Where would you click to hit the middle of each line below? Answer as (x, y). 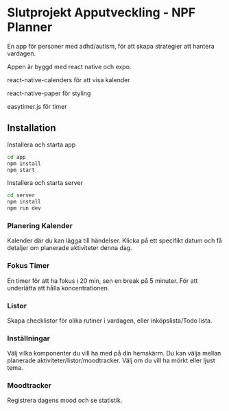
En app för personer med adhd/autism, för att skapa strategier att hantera (111, 46)
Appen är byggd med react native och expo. (69, 66)
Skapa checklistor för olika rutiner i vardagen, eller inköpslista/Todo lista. (110, 321)
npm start (21, 170)
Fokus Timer (28, 266)
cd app (16, 157)
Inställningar (28, 338)
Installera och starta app (41, 145)
